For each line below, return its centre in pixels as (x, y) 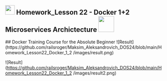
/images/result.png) (93, 52)
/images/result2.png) (95, 73)
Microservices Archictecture (51, 30)
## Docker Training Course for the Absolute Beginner (60, 42)
